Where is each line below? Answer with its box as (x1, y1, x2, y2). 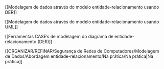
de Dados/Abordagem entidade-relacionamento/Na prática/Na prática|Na (5, 53, 153, 59)
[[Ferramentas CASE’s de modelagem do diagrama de (5, 34, 114, 39)
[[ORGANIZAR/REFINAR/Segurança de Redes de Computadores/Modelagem (5, 48, 159, 54)
